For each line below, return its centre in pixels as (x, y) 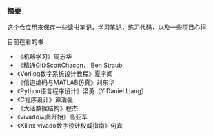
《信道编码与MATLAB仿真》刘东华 (66, 82)
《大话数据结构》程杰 (47, 108)
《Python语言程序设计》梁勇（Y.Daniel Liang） (82, 91)
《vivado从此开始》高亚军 (52, 117)
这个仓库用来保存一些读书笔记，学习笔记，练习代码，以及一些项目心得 (107, 27)
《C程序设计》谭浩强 (45, 100)
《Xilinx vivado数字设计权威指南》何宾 (70, 126)
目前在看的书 (25, 42)
